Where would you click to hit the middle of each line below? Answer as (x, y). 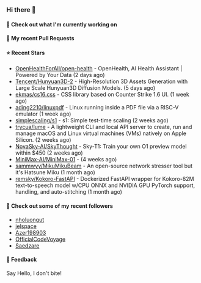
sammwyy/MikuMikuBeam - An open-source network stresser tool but (104, 166)
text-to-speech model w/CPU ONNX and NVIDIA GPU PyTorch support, (105, 185)
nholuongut (30, 219)
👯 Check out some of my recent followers (60, 206)
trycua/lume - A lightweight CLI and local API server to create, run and (104, 127)
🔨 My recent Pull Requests (40, 39)
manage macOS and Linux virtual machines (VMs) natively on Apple (100, 133)
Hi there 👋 (21, 10)
